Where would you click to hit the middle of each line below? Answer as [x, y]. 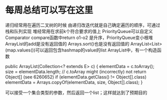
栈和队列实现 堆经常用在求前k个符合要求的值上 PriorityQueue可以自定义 [79, 31]
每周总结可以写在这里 [49, 10]
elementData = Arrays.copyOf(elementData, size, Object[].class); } [74, 82]
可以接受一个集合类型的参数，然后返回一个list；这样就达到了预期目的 [76, 92]
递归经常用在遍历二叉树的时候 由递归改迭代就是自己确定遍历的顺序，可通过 [83, 25]
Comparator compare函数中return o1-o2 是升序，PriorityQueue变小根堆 [79, 37]
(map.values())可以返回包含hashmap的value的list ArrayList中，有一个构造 [81, 50]
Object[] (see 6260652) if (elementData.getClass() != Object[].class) [76, 77]
